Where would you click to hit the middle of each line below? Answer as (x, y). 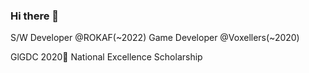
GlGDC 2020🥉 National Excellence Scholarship (106, 57)
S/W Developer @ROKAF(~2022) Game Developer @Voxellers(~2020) (155, 38)
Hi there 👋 (35, 16)
